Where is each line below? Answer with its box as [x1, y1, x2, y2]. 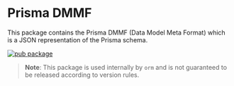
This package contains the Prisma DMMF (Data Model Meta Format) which [7, 28, 225, 37]
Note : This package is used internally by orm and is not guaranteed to [24, 63, 228, 71]
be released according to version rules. [24, 70, 140, 79]
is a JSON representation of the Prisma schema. [7, 35, 148, 44]
